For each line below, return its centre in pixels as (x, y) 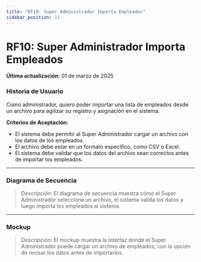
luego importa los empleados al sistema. (71, 206)
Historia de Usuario (35, 91)
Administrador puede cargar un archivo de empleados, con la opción (106, 246)
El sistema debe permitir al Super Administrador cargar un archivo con (101, 134)
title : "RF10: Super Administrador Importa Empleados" (76, 12)
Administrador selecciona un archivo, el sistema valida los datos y (102, 200)
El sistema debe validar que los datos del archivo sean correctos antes (102, 153)
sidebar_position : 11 (33, 17)
